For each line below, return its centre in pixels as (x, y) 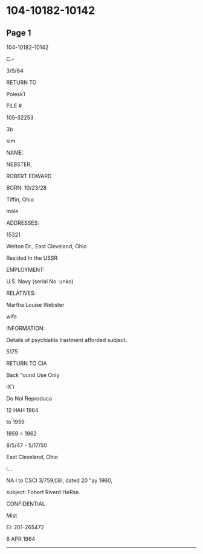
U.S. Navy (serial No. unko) (40, 281)
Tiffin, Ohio (20, 199)
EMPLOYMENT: (26, 270)
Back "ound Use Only (33, 375)
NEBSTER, (19, 164)
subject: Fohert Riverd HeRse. (43, 492)
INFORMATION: (26, 328)
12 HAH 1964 (22, 410)
